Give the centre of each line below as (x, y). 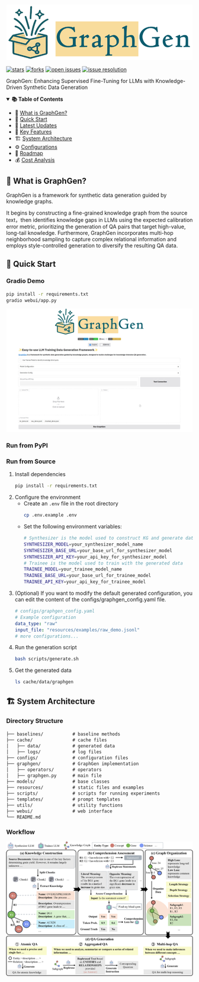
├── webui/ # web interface (59, 811)
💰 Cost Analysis (35, 160)
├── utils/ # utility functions (65, 805)
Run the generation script (46, 648)
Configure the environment (48, 498)
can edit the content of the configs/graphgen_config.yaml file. (90, 600)
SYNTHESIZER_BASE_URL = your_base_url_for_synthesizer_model (98, 550)
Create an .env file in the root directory (71, 503)
